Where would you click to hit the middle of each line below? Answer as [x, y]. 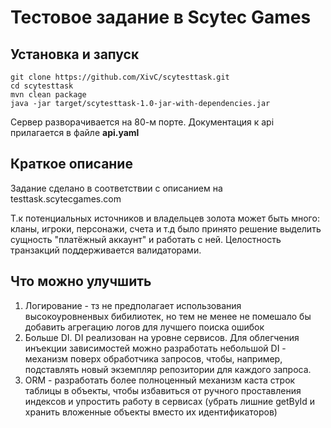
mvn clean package [48, 95]
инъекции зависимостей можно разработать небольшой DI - [155, 348]
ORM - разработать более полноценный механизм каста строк [160, 380]
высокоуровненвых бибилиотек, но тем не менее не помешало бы [168, 316]
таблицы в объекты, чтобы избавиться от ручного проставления [163, 390]
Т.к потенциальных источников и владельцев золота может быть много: [165, 218]
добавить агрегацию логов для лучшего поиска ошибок [144, 327]
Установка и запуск [75, 54]
